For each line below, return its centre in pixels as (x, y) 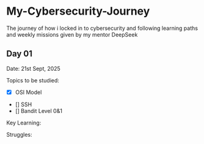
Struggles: (19, 134)
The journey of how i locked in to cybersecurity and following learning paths (102, 28)
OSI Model (28, 92)
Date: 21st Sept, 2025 (34, 68)
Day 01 (19, 54)
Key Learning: (24, 123)
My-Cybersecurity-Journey (78, 11)
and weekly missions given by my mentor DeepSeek (72, 34)
